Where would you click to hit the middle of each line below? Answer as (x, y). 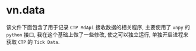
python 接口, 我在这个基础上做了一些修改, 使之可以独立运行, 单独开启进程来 (97, 34)
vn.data (26, 10)
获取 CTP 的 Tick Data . (33, 42)
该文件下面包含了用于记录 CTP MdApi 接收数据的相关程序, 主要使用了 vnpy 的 (98, 27)
